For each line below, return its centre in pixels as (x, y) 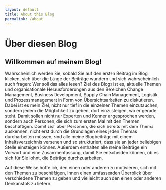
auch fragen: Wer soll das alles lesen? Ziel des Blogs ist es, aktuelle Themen (83, 84)
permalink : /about (24, 19)
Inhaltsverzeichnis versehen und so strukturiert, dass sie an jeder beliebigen (83, 142)
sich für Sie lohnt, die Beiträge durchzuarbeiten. (54, 158)
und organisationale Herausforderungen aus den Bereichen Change (74, 89)
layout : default (22, 10)
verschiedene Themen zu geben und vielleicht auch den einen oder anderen (83, 178)
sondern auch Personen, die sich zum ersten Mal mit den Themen (72, 121)
